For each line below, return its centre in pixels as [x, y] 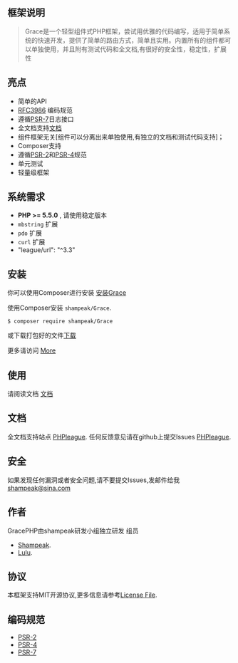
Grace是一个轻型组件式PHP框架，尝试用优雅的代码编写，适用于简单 [124, 31]
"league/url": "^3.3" [46, 250]
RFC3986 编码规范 [45, 110]
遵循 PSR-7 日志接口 [46, 119]
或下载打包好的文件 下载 [42, 335]
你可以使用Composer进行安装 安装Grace [67, 293]
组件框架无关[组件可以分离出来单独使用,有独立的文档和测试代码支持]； [121, 137]
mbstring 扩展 [38, 224]
